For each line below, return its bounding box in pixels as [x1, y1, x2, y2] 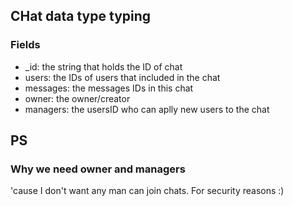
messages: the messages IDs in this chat [24, 82, 194, 94]
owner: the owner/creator [24, 92, 131, 104]
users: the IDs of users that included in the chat [24, 71, 221, 83]
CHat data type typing [10, 8, 152, 25]
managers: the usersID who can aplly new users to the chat [24, 103, 270, 115]
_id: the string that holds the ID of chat [24, 60, 183, 73]
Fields [10, 38, 41, 52]
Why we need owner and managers [10, 162, 186, 176]
